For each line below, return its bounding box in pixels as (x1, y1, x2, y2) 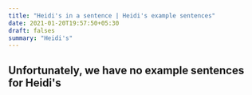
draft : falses (8, 26, 56, 34)
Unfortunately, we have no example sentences (8, 63, 245, 77)
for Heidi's (8, 76, 61, 89)
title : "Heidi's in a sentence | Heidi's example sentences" (8, 11, 216, 20)
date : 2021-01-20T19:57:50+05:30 (8, 19, 120, 27)
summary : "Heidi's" (8, 34, 73, 42)
